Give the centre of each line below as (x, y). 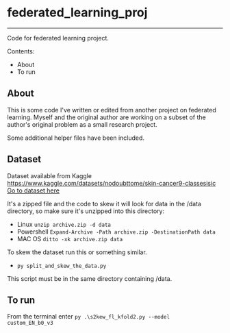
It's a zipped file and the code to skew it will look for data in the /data (104, 203)
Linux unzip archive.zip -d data (64, 224)
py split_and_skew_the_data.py (62, 266)
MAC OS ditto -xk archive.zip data (70, 238)
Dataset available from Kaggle (50, 175)
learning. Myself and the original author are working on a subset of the (107, 117)
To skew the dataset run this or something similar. (77, 252)
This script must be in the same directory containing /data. (90, 278)
